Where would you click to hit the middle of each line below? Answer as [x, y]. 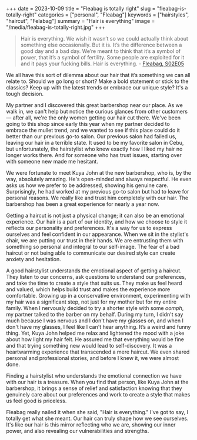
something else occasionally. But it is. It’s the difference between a [101, 45]
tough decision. [25, 94]
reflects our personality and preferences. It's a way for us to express [89, 228]
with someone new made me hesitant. [52, 161]
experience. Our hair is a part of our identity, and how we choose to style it [97, 222]
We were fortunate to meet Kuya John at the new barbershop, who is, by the [98, 173]
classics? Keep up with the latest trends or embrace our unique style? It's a [97, 87]
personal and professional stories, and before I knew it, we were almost [93, 358]
